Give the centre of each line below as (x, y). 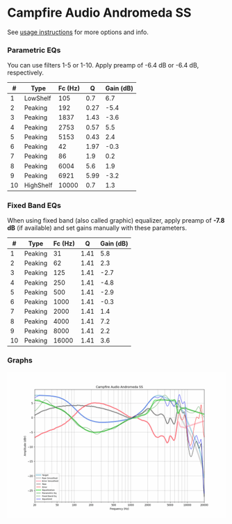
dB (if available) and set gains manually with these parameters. (97, 228)
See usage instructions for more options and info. (78, 32)
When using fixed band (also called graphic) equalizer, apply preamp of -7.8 (116, 221)
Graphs (20, 360)
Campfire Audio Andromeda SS (99, 13)
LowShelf (38, 98)
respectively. (25, 73)
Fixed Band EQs (34, 205)
